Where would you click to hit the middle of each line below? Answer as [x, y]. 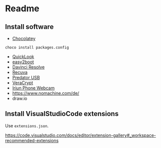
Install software [29, 27]
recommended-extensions [32, 140]
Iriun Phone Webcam [33, 88]
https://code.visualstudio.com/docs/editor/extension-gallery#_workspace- [80, 135]
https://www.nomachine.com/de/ [46, 93]
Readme [22, 9]
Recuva [20, 72]
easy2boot [23, 62]
